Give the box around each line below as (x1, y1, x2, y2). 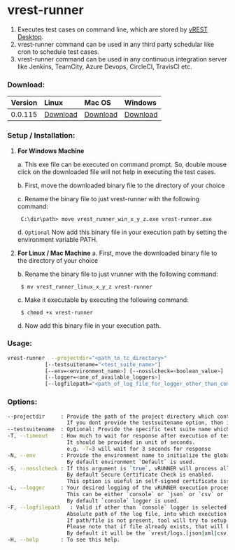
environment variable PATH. (17, 235, 98, 243)
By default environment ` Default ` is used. (66, 458, 196, 465)
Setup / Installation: (7, 131, 76, 140)
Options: (7, 397, 38, 407)
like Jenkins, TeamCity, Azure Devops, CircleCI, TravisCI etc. (17, 62, 192, 71)
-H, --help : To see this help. (7, 537, 120, 544)
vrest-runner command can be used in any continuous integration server (17, 55, 227, 63)
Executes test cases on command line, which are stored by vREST (17, 25, 208, 34)
